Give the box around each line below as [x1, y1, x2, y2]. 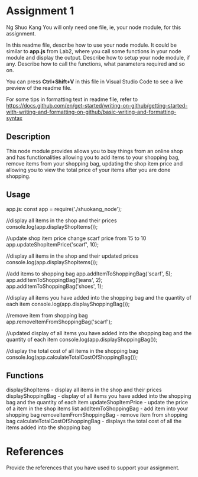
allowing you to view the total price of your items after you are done [6, 166, 171, 173]
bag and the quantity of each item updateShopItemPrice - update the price [6, 399, 188, 406]
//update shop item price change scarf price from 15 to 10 [6, 235, 147, 242]
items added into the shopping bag [6, 424, 92, 431]
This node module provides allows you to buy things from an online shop [6, 147, 183, 154]
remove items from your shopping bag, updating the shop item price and [6, 160, 183, 167]
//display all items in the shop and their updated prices [6, 252, 139, 259]
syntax [6, 114, 22, 122]
